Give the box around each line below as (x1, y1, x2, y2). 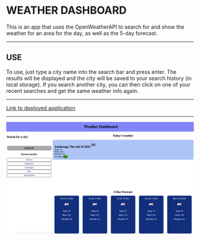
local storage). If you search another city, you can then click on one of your (6, 81, 190, 88)
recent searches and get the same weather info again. (6, 87, 139, 94)
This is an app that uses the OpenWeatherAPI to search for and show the (6, 23, 185, 30)
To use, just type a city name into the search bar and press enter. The (6, 68, 177, 75)
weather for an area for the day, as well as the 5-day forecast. (6, 29, 158, 36)
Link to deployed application (6, 104, 76, 111)
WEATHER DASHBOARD (6, 4, 127, 17)
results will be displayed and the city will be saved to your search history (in (6, 74, 192, 82)
